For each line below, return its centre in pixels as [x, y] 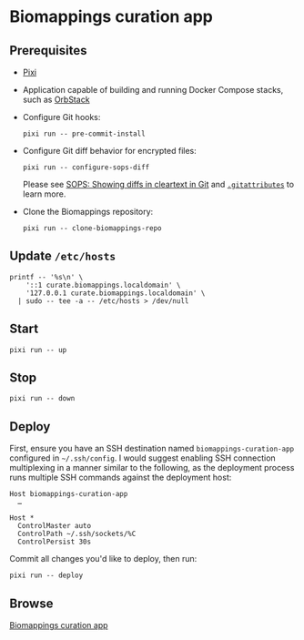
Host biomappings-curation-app [69, 494]
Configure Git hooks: [61, 117]
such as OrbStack [56, 99]
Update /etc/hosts [63, 256]
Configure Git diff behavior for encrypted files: [110, 151]
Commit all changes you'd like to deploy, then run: [103, 559]
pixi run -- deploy [46, 575]
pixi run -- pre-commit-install [84, 134]
